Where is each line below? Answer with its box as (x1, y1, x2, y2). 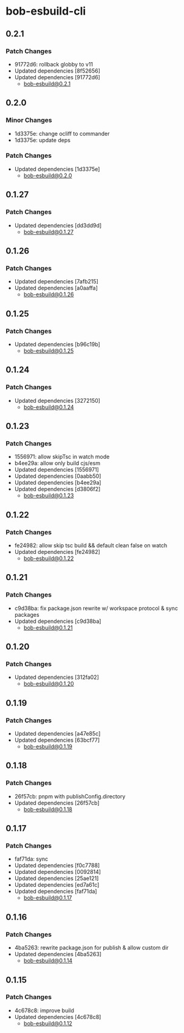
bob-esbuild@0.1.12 (23, 1020, 72, 1027)
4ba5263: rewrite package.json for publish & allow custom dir (14, 944, 169, 951)
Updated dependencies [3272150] (14, 397, 101, 404)
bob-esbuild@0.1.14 (23, 957, 73, 964)
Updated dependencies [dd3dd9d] (14, 221, 102, 229)
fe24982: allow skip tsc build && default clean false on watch (14, 541, 168, 549)
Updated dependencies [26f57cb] (14, 799, 100, 806)
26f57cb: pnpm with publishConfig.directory (14, 792, 126, 800)
